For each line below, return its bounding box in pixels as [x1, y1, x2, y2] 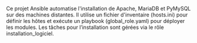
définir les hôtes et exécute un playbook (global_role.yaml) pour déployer [6, 18, 185, 24]
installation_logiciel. [6, 30, 55, 37]
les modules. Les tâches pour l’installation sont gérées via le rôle [6, 24, 164, 31]
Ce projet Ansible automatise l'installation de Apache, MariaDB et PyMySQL [6, 5, 191, 12]
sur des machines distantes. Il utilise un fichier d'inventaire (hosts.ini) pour [6, 11, 188, 18]
